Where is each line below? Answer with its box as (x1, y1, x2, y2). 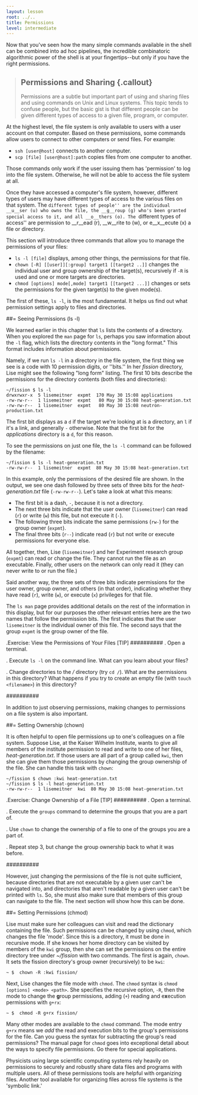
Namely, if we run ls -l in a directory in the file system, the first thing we (6, 357, 184, 364)
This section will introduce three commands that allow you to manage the (6, 237, 184, 244)
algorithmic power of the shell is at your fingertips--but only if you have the (6, 54, 189, 61)
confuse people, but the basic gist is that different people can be (20, 106, 178, 113)
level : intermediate (6, 25, 57, 31)
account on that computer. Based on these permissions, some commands (6, 129, 186, 136)
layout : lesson (6, 8, 44, 15)
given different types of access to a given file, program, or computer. (20, 112, 189, 119)
